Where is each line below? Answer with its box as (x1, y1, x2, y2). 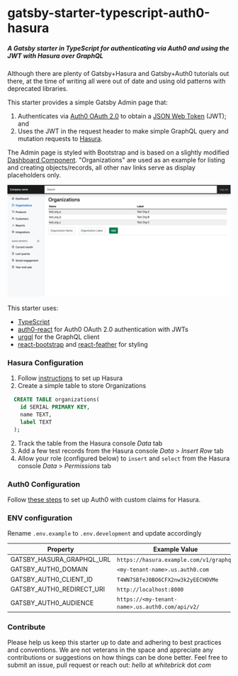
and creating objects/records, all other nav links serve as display (7, 163, 196, 172)
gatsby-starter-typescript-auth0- (7, 5, 210, 21)
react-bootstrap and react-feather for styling (17, 340, 149, 349)
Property (47, 545, 74, 553)
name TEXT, (20, 411, 52, 419)
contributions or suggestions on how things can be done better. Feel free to (7, 653, 228, 661)
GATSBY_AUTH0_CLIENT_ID (10, 575, 93, 583)
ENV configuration (7, 513, 73, 523)
